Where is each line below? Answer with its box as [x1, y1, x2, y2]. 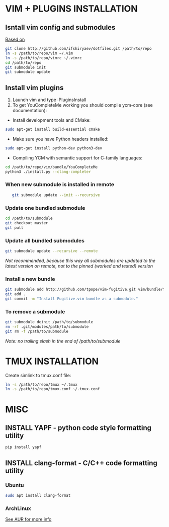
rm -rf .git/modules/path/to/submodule [5, 324, 89, 329]
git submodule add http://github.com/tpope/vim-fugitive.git [5, 287, 136, 292]
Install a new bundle [5, 275, 55, 282]
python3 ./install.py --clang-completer [5, 169, 92, 174]
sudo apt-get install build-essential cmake [5, 127, 100, 132]
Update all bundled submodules [5, 237, 84, 244]
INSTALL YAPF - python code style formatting [5, 423, 152, 432]
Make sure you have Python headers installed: [12, 136, 109, 142]
